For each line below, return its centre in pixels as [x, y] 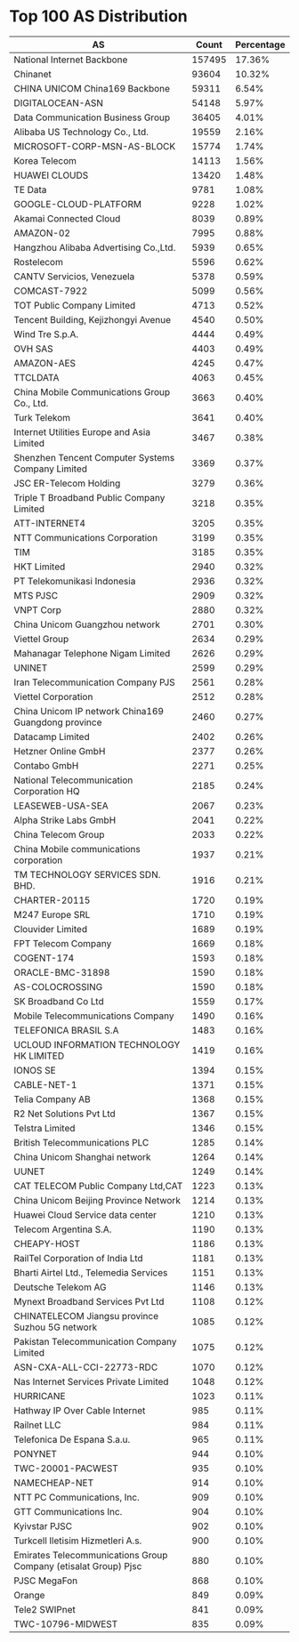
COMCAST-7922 [50, 291]
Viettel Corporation [53, 696]
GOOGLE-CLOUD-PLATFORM [78, 204]
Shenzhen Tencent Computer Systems [94, 457]
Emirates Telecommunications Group [91, 1555]
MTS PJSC [36, 595]
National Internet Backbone [71, 60]
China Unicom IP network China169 [89, 711]
